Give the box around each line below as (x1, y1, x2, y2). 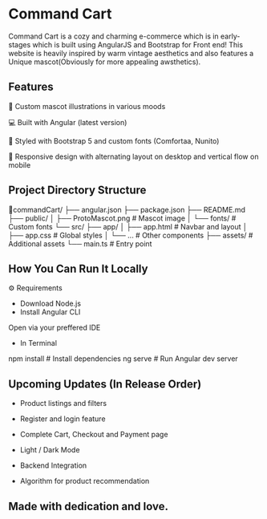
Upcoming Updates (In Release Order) (8, 377, 202, 391)
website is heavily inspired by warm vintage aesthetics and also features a (8, 48, 254, 58)
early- (220, 31, 241, 41)
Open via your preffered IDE (8, 322, 101, 333)
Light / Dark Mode (19, 445, 80, 455)
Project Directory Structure (8, 184, 147, 197)
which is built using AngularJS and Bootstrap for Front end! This (31, 39, 243, 49)
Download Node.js (19, 298, 82, 309)
